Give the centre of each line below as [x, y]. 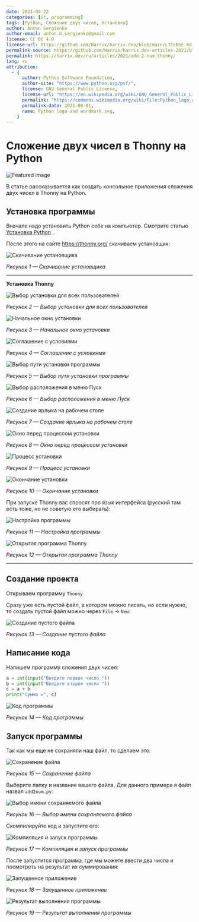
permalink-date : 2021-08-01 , [58, 105]
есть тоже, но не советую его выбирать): [58, 509]
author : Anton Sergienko [37, 28]
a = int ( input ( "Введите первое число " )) [58, 678]
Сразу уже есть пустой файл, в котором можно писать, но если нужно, [97, 605]
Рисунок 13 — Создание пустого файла [56, 634]
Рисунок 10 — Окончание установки [52, 491]
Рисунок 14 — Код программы [45, 718]
